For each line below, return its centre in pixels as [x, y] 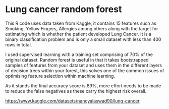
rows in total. [19, 44]
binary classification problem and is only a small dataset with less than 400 [83, 39]
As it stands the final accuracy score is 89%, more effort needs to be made [83, 86]
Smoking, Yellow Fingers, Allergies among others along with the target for [82, 28]
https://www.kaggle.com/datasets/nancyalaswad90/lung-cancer [72, 101]
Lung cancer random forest [64, 9]
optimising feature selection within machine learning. [60, 76]
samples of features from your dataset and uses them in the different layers [84, 65]
